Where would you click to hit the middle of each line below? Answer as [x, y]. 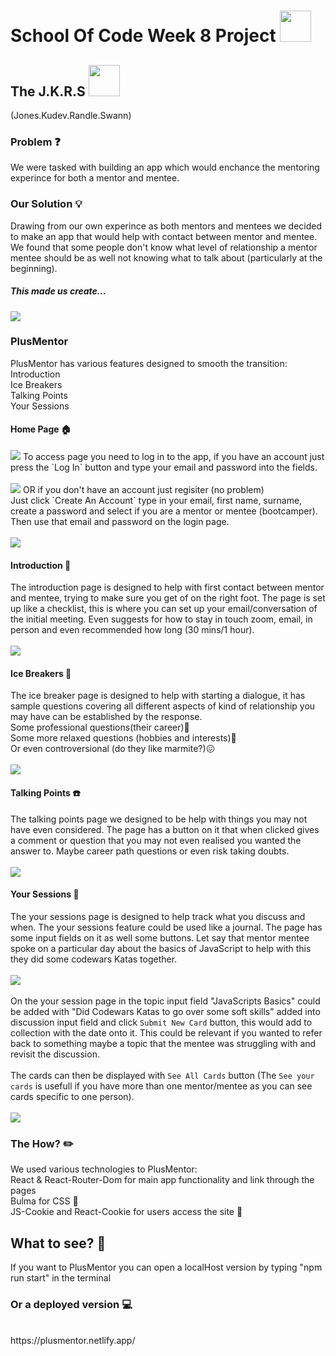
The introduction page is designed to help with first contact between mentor [167, 587]
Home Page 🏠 [41, 429]
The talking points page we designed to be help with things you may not [159, 819]
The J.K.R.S [48, 91]
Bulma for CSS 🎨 [44, 1201]
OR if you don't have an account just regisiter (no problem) [143, 490]
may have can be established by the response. [106, 717]
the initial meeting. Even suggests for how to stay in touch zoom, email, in [161, 619]
